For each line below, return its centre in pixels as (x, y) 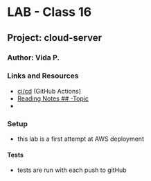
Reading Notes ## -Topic (53, 98)
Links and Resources (43, 76)
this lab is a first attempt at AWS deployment (80, 139)
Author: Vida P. (34, 58)
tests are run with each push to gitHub (72, 170)
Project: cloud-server (55, 38)
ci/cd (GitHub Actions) (49, 91)
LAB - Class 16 (50, 12)
